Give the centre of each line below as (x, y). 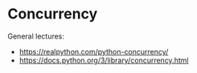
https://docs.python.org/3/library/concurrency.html (104, 60)
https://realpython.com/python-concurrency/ (94, 51)
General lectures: (36, 36)
